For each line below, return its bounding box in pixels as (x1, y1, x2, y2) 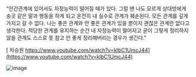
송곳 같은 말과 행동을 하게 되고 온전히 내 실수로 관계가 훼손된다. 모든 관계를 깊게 (6, 12, 189, 19)
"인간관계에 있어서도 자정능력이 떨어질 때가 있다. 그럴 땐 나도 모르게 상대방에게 (6, 5, 187, 12)
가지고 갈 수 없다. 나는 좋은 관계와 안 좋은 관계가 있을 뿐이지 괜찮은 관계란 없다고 (6, 20, 190, 26)
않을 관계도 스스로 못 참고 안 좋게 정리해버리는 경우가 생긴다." (6, 34, 146, 41)
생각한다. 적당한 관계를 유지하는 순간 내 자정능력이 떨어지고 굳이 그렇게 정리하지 (6, 27, 189, 34)
